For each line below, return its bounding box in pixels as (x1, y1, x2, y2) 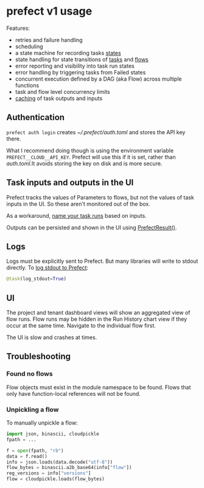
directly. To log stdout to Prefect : (6, 264, 89, 271)
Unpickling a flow (6, 405, 59, 414)
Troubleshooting (6, 351, 71, 362)
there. (6, 135, 21, 142)
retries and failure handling (15, 36, 83, 43)
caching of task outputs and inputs (15, 95, 103, 102)
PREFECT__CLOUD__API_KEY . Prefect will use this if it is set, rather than (6, 153, 176, 160)
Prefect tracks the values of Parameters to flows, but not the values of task (6, 193, 194, 201)
